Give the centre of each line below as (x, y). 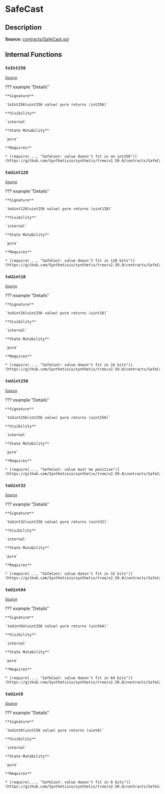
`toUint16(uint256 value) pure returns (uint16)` (57, 313)
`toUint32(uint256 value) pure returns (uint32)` (57, 522)
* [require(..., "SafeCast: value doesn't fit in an (60, 156)
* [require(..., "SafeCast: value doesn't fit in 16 (60, 365)
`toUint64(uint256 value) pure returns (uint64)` (57, 626)
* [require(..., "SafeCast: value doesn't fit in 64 (60, 678)
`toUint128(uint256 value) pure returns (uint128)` (59, 209)
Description (23, 27)
